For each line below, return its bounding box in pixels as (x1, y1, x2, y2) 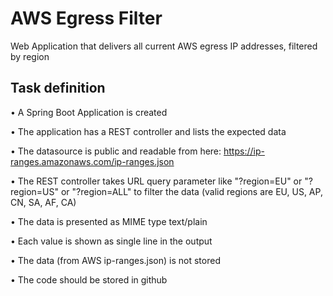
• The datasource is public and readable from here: (10, 145, 222, 157)
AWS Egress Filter (10, 7, 163, 30)
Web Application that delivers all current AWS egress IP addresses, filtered (10, 40, 318, 52)
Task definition (10, 80, 106, 97)
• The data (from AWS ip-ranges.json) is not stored (10, 254, 221, 266)
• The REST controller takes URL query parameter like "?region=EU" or (10, 175, 303, 187)
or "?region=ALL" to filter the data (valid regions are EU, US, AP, (60, 185, 323, 197)
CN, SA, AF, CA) (10, 196, 77, 208)
